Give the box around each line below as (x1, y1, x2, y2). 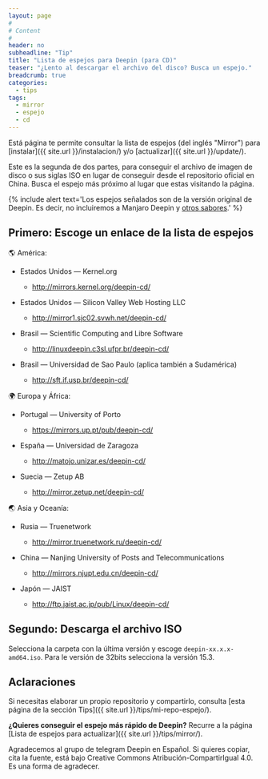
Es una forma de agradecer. (8, 761, 100, 771)
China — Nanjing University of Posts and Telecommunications (19, 552, 225, 562)
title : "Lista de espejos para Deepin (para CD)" (8, 57, 178, 65)
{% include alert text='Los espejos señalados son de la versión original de (8, 194, 253, 204)
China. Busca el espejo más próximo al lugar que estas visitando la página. (8, 179, 254, 188)
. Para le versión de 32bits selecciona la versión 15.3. (40, 652, 214, 661)
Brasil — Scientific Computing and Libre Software (19, 328, 183, 338)
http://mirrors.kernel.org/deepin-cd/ (31, 282, 151, 291)
